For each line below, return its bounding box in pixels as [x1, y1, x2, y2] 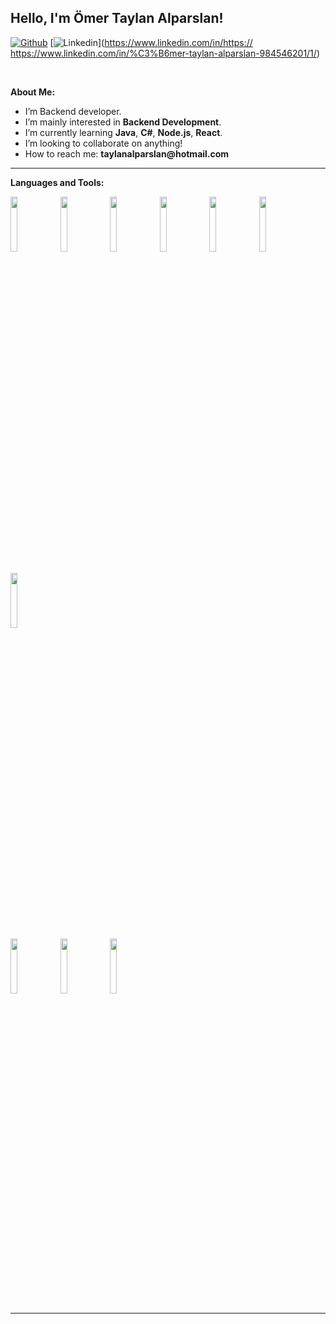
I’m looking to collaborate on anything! [24, 137, 183, 149]
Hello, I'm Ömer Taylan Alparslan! [10, 10, 224, 27]
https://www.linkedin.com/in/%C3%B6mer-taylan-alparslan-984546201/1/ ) [10, 47, 320, 59]
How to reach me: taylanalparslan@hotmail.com [24, 147, 230, 160]
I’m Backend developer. [24, 105, 122, 117]
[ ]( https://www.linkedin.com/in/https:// [49, 36, 253, 48]
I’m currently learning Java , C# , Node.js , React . [24, 126, 223, 138]
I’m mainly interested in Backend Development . [24, 116, 222, 128]
